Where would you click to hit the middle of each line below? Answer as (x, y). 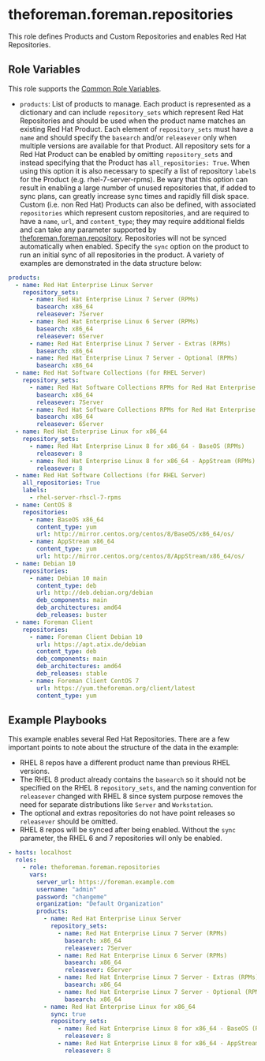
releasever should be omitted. (69, 821)
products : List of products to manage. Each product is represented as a (135, 103)
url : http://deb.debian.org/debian (95, 593)
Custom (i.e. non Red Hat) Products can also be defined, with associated (138, 204)
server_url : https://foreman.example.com (106, 882)
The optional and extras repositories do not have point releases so (127, 813)
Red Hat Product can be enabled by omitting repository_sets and (126, 154)
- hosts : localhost (40, 853)
